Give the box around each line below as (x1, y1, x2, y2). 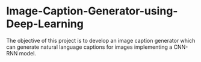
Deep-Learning (6, 17, 84, 31)
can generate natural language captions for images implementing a (6, 43, 173, 51)
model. (19, 49, 36, 57)
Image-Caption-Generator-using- (6, 4, 178, 18)
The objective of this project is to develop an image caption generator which (6, 37, 196, 44)
